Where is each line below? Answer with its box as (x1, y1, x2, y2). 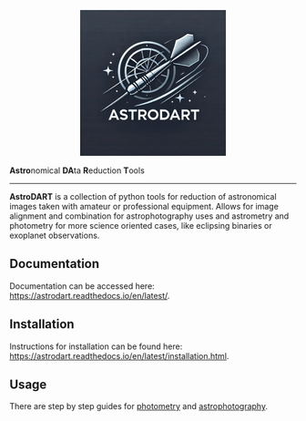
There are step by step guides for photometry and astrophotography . (9, 401, 269, 412)
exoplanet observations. (9, 230, 100, 241)
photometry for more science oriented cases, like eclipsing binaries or (9, 221, 272, 231)
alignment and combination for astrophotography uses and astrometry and (9, 210, 290, 221)
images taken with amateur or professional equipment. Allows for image (9, 201, 280, 211)
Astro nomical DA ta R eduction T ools (9, 165, 146, 176)
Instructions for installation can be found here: (9, 341, 183, 352)
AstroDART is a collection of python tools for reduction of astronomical (9, 191, 277, 201)
